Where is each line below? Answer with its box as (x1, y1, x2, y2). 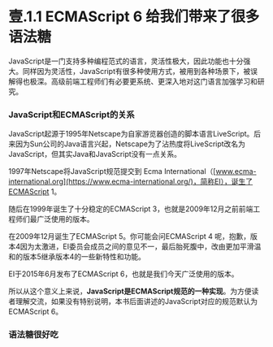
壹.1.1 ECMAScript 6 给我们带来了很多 (8, 7, 260, 26)
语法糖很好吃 (8, 329, 59, 340)
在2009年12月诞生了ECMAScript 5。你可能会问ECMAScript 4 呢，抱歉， (8, 232, 251, 241)
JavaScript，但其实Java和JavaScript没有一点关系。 (8, 150, 181, 159)
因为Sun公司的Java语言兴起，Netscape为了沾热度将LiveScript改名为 (15, 139, 246, 149)
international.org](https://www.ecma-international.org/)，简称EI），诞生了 (8, 176, 253, 187)
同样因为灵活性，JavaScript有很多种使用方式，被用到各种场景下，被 (22, 66, 251, 76)
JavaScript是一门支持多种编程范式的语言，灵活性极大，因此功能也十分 (8, 56, 244, 66)
